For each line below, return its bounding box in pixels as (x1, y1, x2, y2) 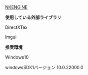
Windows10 (5, 54, 29, 60)
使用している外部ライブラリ (5, 14, 62, 20)
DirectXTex (5, 24, 28, 30)
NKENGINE (5, 4, 28, 10)
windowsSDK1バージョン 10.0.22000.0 (5, 65, 84, 70)
